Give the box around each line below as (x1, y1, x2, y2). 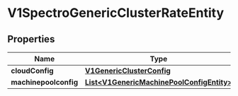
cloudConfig (11, 66, 55, 76)
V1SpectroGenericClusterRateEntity (7, 5, 225, 21)
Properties (7, 33, 55, 45)
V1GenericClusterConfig (84, 66, 171, 76)
